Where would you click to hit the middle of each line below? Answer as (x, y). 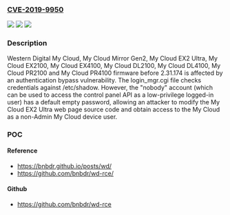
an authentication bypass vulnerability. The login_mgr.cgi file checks (104, 80)
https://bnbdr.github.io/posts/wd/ (64, 166)
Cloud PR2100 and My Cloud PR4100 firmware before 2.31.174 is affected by (115, 73)
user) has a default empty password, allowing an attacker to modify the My (114, 102)
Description (27, 43)
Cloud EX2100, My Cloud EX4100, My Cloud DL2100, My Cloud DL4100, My (114, 65)
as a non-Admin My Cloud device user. (62, 116)
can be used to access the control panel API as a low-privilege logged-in (111, 95)
